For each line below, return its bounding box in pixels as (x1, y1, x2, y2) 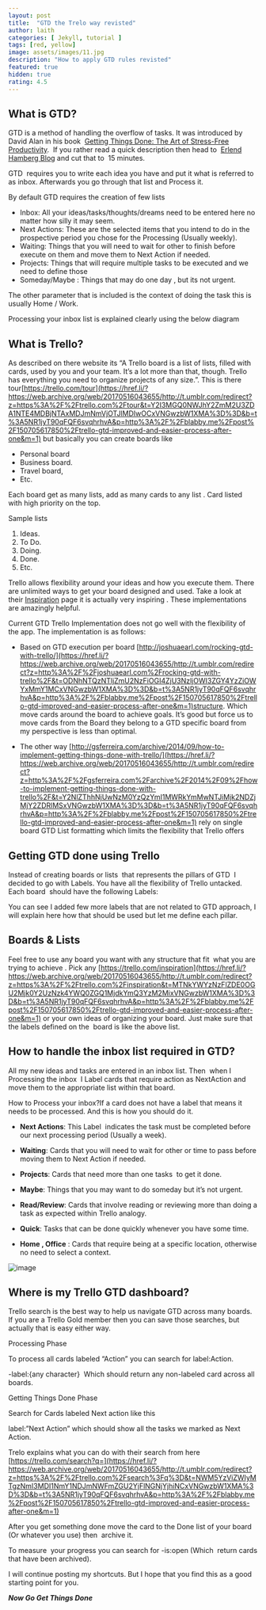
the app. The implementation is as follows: (8, 627, 146, 637)
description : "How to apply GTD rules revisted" (8, 56, 172, 64)
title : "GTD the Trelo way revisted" (8, 19, 136, 27)
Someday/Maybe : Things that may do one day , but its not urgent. (19, 275, 236, 285)
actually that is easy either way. (8, 1323, 111, 1333)
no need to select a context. (19, 1247, 112, 1257)
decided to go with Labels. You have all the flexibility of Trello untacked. (8, 878, 243, 888)
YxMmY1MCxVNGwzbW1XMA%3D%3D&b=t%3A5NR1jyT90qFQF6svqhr (19, 684, 256, 694)
